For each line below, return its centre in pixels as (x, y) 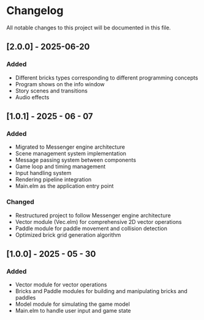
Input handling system (43, 173)
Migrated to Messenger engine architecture (70, 147)
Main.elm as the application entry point (64, 186)
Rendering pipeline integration (53, 180)
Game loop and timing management (60, 166)
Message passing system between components (76, 160)
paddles (25, 298)
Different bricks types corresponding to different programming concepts (107, 78)
